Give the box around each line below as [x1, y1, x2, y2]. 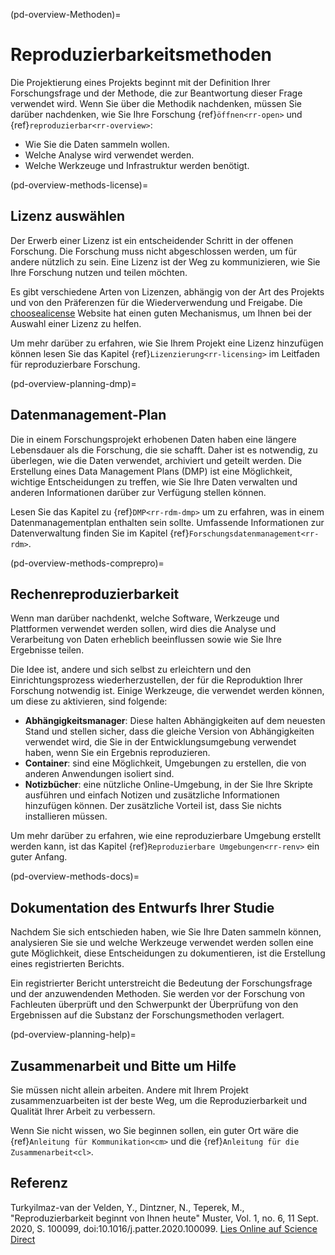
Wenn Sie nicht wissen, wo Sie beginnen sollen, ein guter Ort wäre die [10, 1125, 300, 1136]
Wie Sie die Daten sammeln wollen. [24, 138, 170, 150]
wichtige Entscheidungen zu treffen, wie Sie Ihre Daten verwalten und [10, 475, 298, 488]
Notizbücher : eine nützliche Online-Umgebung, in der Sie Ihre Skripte [24, 779, 314, 791]
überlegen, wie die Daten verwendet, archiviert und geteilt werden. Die [10, 454, 302, 466]
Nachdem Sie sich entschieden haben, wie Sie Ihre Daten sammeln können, [10, 926, 322, 938]
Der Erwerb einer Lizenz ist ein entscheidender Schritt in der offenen [10, 234, 294, 246]
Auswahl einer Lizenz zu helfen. [10, 317, 142, 329]
